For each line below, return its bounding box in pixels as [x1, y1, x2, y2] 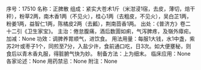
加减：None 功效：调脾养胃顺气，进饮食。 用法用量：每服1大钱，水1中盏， [6, 35, 190, 42]
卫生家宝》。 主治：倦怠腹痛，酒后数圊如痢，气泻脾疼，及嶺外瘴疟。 [26, 28, 194, 35]
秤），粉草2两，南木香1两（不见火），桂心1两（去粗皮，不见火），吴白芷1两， [6, 13, 192, 20]
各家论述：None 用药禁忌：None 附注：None [6, 57, 118, 65]
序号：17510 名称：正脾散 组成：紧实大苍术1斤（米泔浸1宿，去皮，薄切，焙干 [6, 5, 196, 12]
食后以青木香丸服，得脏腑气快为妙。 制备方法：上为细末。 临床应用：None [6, 50, 191, 57]
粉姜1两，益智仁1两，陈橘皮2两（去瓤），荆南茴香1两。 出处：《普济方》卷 [6, 20, 186, 27]
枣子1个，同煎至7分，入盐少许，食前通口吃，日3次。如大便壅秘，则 [25, 42, 191, 50]
